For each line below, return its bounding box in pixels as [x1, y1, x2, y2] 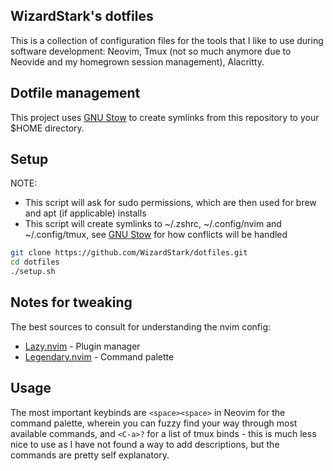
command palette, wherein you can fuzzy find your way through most [10, 417, 298, 429]
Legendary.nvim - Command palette [24, 350, 175, 363]
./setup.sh [10, 267, 56, 277]
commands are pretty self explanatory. [10, 449, 170, 461]
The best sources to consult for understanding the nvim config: [10, 320, 272, 333]
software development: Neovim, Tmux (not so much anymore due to [10, 45, 292, 57]
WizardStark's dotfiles [10, 8, 154, 25]
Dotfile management [10, 85, 141, 102]
